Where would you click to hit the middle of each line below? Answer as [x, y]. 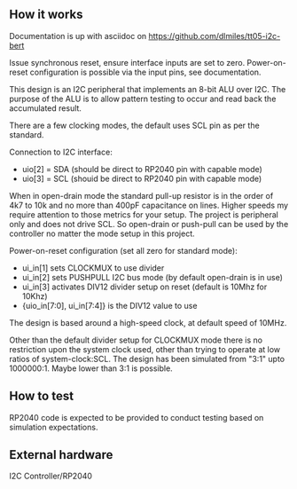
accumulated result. [46, 108]
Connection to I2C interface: [61, 152]
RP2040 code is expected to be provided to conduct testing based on [137, 417]
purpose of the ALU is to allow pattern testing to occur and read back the [143, 99]
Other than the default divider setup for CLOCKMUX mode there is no [136, 340]
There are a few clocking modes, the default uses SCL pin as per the [134, 125]
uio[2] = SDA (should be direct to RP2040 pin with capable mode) [142, 169]
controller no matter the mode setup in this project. [102, 233]
